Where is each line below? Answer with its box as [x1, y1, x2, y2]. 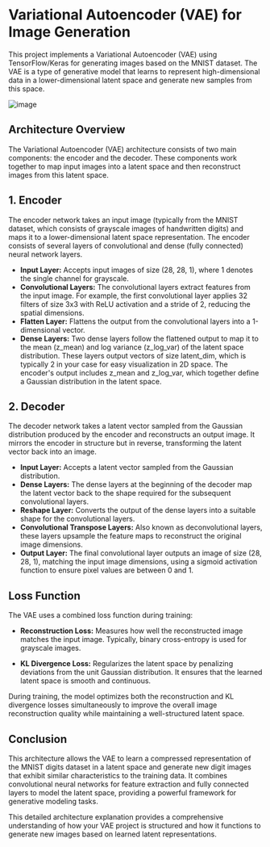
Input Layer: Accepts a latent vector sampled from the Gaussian [19, 463, 234, 472]
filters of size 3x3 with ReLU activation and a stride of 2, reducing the [19, 299, 251, 308]
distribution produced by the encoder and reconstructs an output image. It [8, 430, 255, 439]
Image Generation [8, 23, 131, 41]
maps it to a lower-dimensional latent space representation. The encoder [8, 232, 250, 241]
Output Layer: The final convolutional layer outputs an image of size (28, [19, 548, 262, 558]
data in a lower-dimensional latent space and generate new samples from [8, 75, 252, 85]
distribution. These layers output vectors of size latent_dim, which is [19, 350, 247, 360]
